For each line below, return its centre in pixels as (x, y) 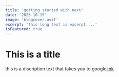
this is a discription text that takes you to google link (60, 69)
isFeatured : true (24, 29)
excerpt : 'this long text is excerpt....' (51, 24)
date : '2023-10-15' (26, 15)
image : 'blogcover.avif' (32, 20)
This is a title (33, 55)
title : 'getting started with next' (44, 10)
